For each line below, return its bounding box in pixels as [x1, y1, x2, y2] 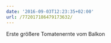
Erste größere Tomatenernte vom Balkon [6, 30, 106, 37]
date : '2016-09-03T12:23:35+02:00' [6, 8, 94, 15]
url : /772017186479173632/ [6, 14, 73, 20]
